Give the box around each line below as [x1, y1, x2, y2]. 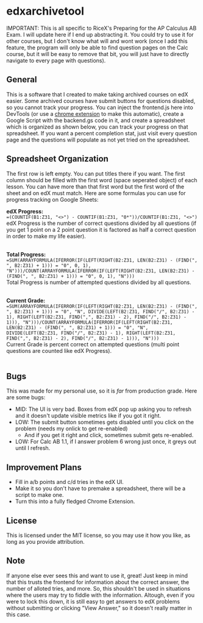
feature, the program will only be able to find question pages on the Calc [6, 44, 188, 51]
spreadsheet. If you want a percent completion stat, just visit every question [6, 129, 197, 137]
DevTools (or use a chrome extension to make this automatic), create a [6, 110, 184, 117]
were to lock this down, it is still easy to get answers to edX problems [6, 597, 180, 605]
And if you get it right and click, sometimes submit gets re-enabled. [24, 432, 194, 439]
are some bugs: [6, 394, 46, 401]
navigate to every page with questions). [6, 57, 106, 64]
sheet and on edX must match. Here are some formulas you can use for [6, 189, 186, 196]
